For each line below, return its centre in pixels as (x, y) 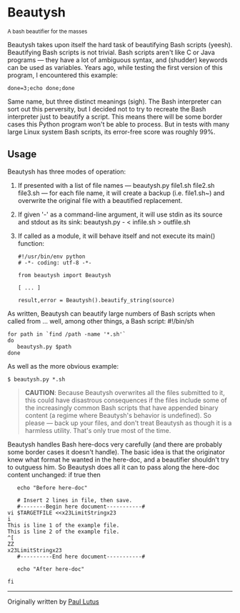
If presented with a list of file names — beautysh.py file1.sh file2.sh (116, 185)
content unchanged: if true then (54, 474)
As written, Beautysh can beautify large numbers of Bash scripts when (111, 313)
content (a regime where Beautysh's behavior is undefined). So (118, 415)
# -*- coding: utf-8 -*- (55, 263)
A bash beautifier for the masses (47, 31)
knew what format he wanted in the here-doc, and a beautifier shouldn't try (118, 459)
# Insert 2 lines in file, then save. (75, 500)
